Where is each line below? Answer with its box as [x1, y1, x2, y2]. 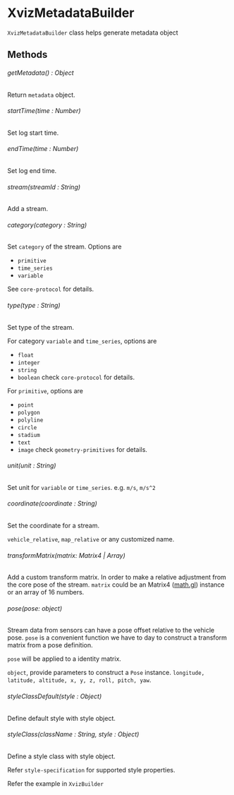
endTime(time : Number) [7, 145, 79, 153]
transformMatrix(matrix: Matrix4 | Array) [7, 551, 125, 559]
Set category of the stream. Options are [7, 242, 122, 251]
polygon [17, 409, 40, 416]
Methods [7, 49, 48, 61]
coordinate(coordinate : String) [7, 499, 97, 508]
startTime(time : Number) [7, 107, 81, 115]
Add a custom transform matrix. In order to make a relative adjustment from [7, 573, 227, 582]
